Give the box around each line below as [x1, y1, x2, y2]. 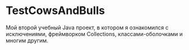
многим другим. [6, 37, 48, 44]
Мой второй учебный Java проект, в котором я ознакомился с [6, 24, 169, 31]
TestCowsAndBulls [6, 4, 105, 18]
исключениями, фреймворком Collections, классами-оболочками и [6, 30, 183, 37]
